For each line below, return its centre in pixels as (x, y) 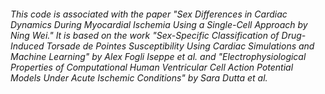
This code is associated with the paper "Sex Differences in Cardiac (149, 14)
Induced (27, 46)
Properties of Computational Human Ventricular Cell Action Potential (152, 67)
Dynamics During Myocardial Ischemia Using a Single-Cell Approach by (159, 24)
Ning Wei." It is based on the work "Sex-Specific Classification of (145, 35)
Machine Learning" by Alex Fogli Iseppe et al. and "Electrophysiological (158, 56)
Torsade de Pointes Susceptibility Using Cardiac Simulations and (180, 46)
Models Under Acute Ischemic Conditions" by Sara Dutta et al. (139, 77)
